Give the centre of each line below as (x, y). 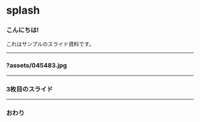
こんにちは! (23, 30)
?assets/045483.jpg (37, 65)
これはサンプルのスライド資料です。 (50, 44)
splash (23, 10)
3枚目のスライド (30, 89)
